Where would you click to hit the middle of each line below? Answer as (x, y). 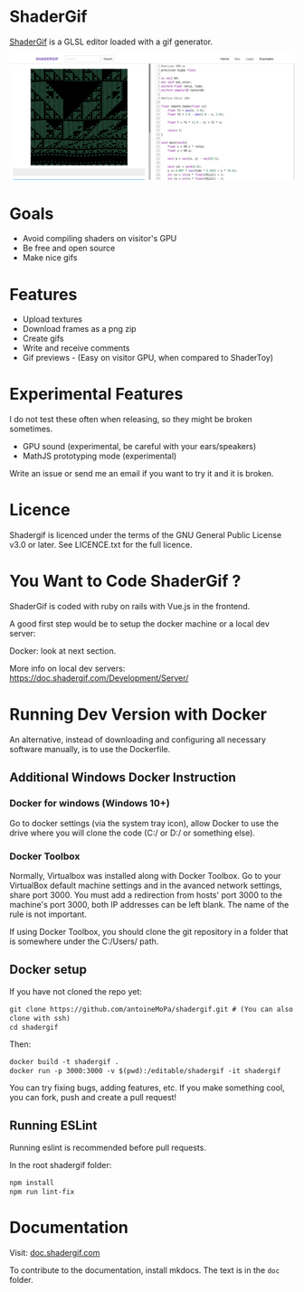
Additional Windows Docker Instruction (123, 778)
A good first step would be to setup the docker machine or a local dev (139, 624)
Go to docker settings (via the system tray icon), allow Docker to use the (144, 823)
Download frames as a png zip (80, 329)
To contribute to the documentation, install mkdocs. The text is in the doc (145, 1270)
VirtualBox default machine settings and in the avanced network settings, (146, 886)
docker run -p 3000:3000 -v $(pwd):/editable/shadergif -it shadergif (145, 1070)
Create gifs (43, 339)
